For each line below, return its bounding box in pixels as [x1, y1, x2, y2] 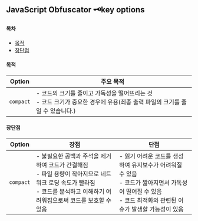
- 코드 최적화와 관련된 [118, 196, 177, 204]
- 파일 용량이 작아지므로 [36, 170, 99, 178]
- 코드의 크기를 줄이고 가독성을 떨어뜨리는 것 [36, 89, 153, 97]
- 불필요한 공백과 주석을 [36, 152, 99, 160]
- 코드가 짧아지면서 [118, 179, 170, 187]
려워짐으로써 [36, 196, 69, 204]
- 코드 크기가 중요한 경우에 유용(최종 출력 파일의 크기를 [36, 98, 180, 106]
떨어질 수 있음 [126, 187, 162, 196]
